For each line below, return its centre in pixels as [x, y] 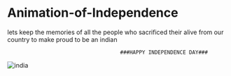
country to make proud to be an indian [62, 39]
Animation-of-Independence [93, 13]
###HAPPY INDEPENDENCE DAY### [164, 52]
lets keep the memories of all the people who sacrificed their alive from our [115, 32]
